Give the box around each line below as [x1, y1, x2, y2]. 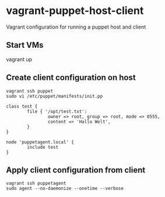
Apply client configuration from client [6, 165, 146, 175]
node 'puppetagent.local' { [6, 139, 75, 145]
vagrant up [6, 55, 33, 62]
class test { [6, 103, 38, 109]
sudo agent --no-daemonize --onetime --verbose [6, 185, 124, 192]
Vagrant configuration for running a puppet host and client [6, 23, 146, 30]
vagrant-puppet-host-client [6, 4, 144, 17]
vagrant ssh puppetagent [6, 181, 66, 187]
